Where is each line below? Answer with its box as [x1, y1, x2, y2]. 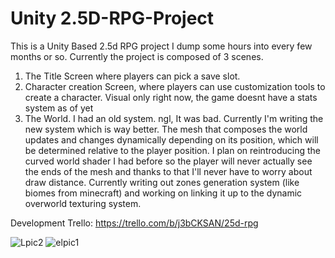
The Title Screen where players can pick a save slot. [24, 70, 241, 82]
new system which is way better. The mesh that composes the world [24, 123, 308, 135]
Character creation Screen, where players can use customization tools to [24, 80, 326, 92]
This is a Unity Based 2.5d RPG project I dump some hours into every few [10, 40, 313, 52]
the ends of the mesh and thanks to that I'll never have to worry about [24, 165, 313, 177]
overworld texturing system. [24, 197, 142, 209]
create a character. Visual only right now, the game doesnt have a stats [24, 91, 318, 103]
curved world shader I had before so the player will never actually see [24, 155, 313, 167]
